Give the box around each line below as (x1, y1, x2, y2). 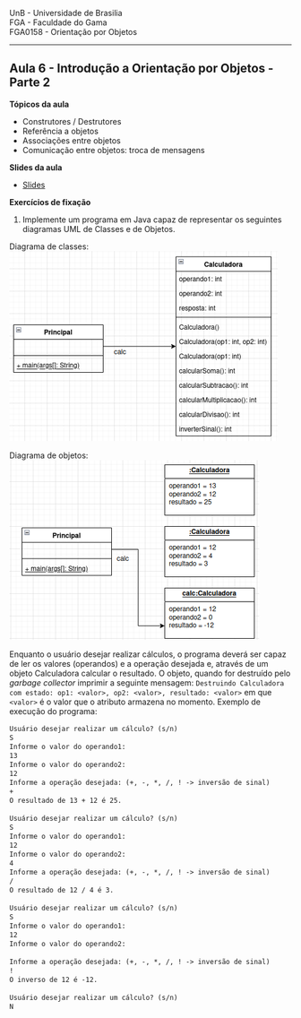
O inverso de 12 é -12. (9, 975, 99, 984)
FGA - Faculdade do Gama (9, 17, 107, 28)
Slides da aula (9, 161, 63, 173)
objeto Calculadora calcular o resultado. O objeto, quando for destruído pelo (9, 668, 291, 678)
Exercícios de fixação (9, 196, 91, 207)
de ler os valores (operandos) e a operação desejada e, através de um (9, 658, 269, 669)
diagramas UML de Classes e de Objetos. (21, 223, 176, 234)
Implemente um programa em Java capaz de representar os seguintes (21, 214, 282, 225)
